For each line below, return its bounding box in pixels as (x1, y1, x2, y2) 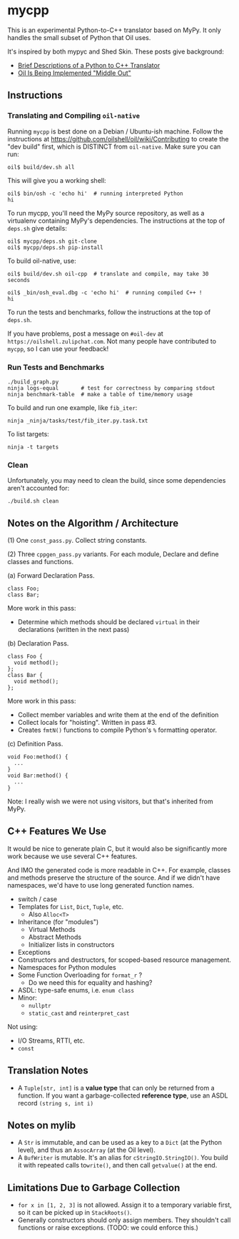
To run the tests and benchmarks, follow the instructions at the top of (7, 308, 211, 316)
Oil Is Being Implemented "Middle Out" (17, 69, 132, 77)
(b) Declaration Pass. (7, 639, 69, 648)
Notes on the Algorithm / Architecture (7, 517, 179, 529)
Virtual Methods (28, 925, 76, 933)
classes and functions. (7, 558, 73, 566)
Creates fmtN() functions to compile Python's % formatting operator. (17, 726, 218, 734)
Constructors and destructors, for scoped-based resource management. (17, 955, 232, 964)
